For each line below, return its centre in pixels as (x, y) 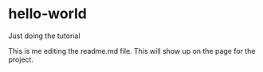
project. (21, 59)
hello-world (48, 14)
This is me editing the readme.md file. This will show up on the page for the (132, 51)
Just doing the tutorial (45, 36)
